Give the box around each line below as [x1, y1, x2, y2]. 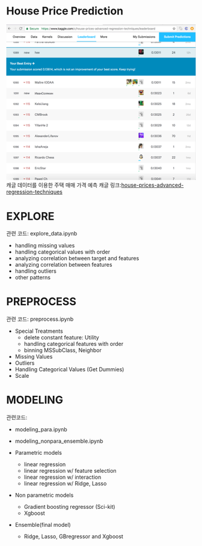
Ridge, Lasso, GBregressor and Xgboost [23, 533, 123, 540]
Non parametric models [14, 491, 74, 499]
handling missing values [14, 242, 75, 249]
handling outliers [14, 267, 57, 275]
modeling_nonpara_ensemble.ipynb [14, 437, 103, 445]
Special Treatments [14, 327, 63, 335]
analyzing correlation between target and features [14, 255, 139, 262]
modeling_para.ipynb [14, 426, 67, 433]
